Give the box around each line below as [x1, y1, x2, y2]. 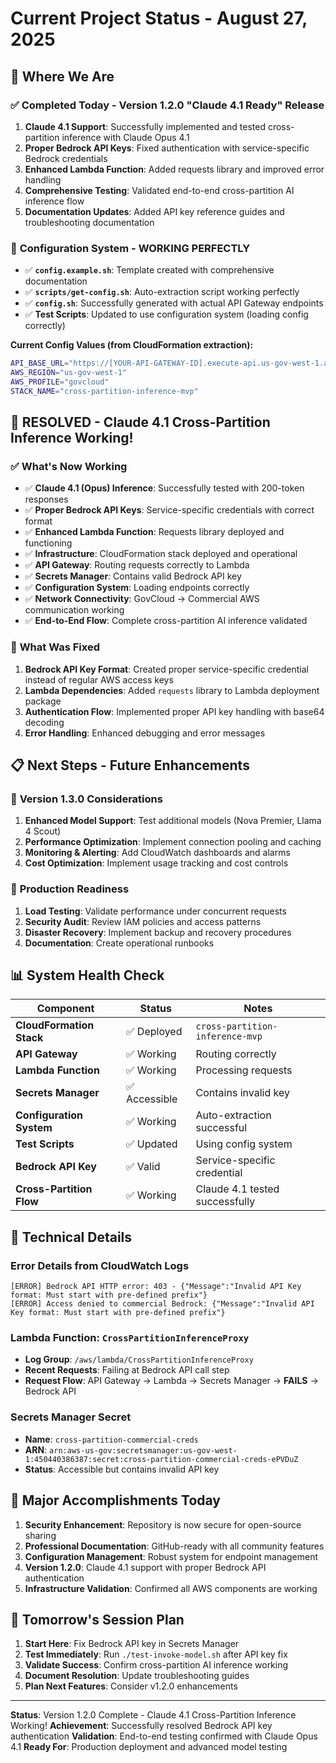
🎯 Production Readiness [10, 882, 130, 896]
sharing [24, 1529, 57, 1541]
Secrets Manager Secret [10, 1410, 132, 1424]
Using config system [195, 1137, 293, 1151]
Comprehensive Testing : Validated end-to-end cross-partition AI [24, 184, 295, 196]
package [24, 695, 62, 707]
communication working [24, 604, 125, 616]
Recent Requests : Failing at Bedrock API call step [24, 1364, 230, 1376]
